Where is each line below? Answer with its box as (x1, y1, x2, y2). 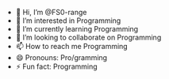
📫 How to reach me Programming (15, 42, 129, 51)
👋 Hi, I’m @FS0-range (15, 8, 87, 17)
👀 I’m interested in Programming (15, 16, 121, 25)
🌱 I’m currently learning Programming (15, 24, 139, 33)
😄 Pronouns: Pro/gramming (15, 53, 108, 62)
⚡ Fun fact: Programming (15, 62, 98, 71)
